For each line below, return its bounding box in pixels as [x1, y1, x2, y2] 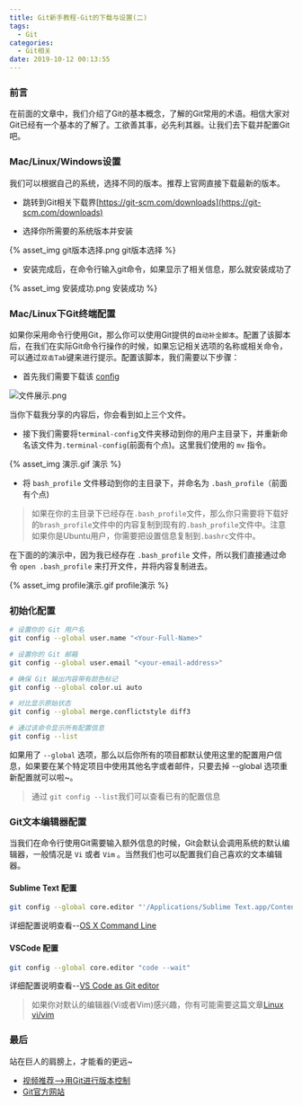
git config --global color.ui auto [9, 683, 143, 692]
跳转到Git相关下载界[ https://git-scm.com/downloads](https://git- [22, 197, 262, 208]
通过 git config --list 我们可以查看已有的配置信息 [31, 791, 221, 801]
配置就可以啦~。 [16, 772, 78, 782]
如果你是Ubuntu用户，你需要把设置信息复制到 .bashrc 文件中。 [31, 530, 261, 541]
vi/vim [31, 1010, 55, 1021]
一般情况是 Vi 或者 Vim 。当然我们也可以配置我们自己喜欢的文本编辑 [32, 849, 283, 860]
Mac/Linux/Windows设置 [9, 155, 121, 168]
